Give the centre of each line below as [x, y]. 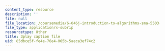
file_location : [21, 23]
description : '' [22, 14]
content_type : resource [29, 9]
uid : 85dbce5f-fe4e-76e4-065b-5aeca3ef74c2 [50, 41]
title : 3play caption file [33, 37]
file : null [16, 18]
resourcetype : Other [26, 32]
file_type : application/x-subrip [39, 28]
